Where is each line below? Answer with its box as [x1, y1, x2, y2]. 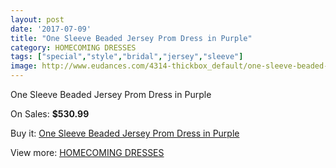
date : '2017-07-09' [10, 24, 92, 34]
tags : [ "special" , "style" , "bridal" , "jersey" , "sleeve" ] [10, 52, 244, 62]
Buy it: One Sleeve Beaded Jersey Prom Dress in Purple [10, 127, 240, 139]
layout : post [10, 14, 65, 25]
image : [10, 61, 38, 71]
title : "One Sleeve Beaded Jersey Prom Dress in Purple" [10, 33, 253, 43]
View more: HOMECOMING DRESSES [10, 147, 165, 158]
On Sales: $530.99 [10, 108, 90, 120]
